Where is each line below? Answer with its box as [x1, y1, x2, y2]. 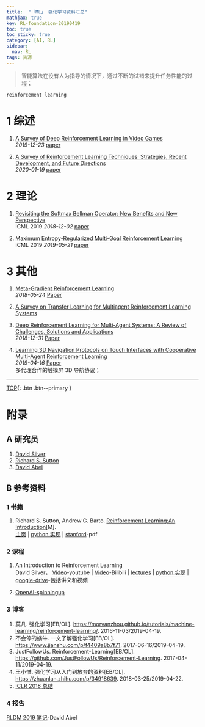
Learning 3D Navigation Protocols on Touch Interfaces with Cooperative [15, 346, 196, 354]
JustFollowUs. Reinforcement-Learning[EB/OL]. [15, 648, 135, 655]
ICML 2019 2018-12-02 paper [15, 222, 90, 230]
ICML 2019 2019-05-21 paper [15, 241, 90, 248]
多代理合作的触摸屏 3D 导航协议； [15, 367, 101, 374]
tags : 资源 [6, 54, 32, 60]
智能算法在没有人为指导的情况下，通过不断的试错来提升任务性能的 [21, 71, 187, 79]
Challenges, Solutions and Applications [15, 328, 114, 335]
